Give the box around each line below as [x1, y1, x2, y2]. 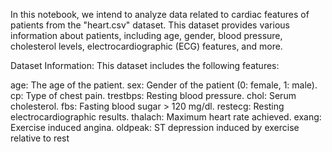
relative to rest [10, 132, 70, 144]
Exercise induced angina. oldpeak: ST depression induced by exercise [10, 122, 300, 133]
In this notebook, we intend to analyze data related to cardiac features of [10, 9, 310, 20]
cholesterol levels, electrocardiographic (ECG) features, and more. [10, 40, 283, 52]
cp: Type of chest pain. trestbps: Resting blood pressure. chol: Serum [10, 90, 297, 101]
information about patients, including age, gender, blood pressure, [10, 30, 283, 41]
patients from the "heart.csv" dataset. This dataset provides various [10, 19, 290, 31]
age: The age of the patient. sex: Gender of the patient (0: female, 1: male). [10, 79, 318, 91]
